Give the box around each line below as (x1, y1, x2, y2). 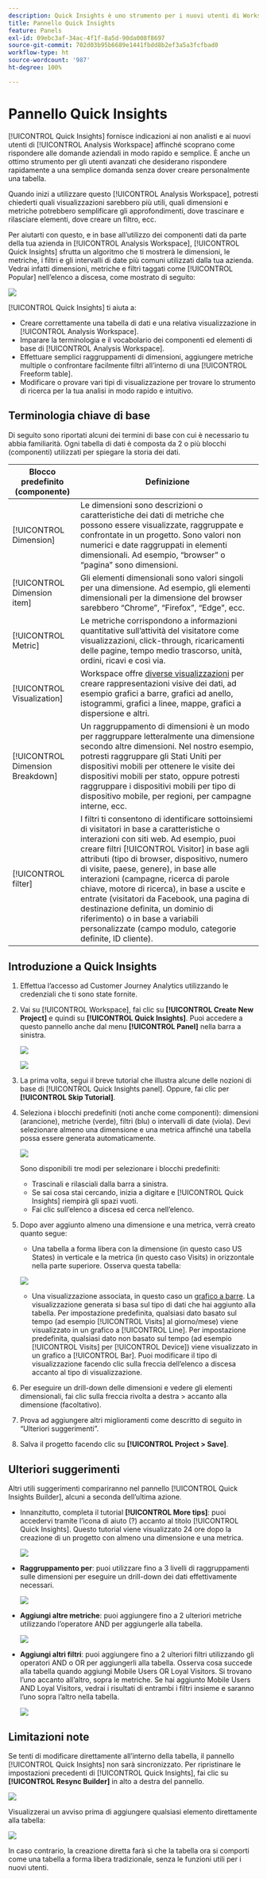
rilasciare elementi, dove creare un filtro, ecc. (8, 214, 157, 224)
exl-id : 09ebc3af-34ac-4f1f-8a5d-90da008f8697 (8, 33, 165, 42)
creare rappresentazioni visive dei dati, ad (80, 678, 237, 689)
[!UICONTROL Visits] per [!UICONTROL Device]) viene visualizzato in (31, 1342, 258, 1352)
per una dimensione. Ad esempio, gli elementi (80, 582, 251, 593)
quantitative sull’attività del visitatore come (80, 625, 240, 636)
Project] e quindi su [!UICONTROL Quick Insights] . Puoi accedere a (19, 1013, 243, 1023)
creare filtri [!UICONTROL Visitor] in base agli (80, 843, 250, 854)
